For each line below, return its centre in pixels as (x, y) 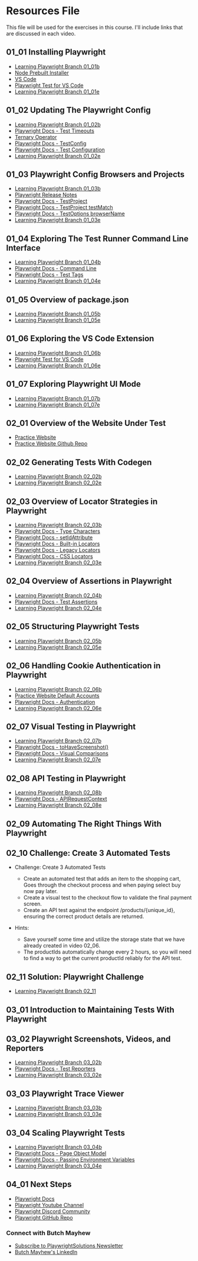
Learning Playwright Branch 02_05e (58, 647)
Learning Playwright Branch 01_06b (58, 353)
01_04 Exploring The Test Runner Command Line (97, 239)
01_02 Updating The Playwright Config (79, 110)
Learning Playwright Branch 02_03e (58, 562)
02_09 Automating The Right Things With (84, 824)
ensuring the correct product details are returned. (84, 916)
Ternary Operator (36, 137)
